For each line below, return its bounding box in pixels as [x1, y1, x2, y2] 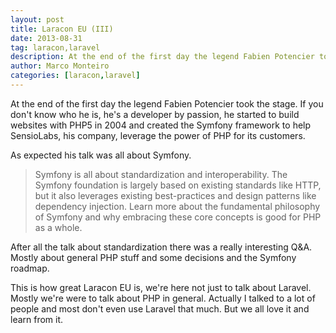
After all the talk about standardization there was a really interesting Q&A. [10, 241, 313, 253]
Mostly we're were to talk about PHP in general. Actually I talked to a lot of [10, 292, 316, 304]
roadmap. [10, 262, 50, 274]
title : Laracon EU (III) [10, 24, 114, 34]
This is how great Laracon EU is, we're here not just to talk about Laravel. [10, 281, 312, 293]
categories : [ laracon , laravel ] [10, 71, 141, 81]
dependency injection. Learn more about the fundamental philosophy [34, 200, 321, 212]
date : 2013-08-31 [10, 33, 83, 43]
